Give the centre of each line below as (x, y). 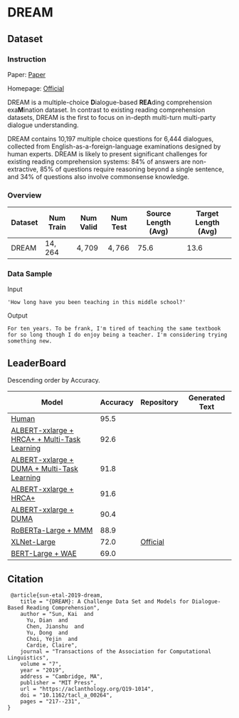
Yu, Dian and (47, 621)
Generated (207, 398)
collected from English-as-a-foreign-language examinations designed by (114, 146)
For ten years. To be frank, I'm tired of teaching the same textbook (114, 329)
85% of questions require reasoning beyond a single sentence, (132, 169)
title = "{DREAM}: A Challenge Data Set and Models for (105, 602)
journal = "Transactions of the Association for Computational (116, 652)
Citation (26, 579)
